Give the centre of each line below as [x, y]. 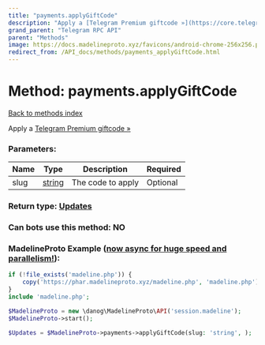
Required [164, 169]
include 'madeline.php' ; [49, 297]
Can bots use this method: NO [67, 227]
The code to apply [105, 182]
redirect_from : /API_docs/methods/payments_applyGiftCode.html [114, 52]
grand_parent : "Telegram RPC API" [65, 30]
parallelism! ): [34, 259]
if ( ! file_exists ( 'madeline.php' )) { [70, 275]
